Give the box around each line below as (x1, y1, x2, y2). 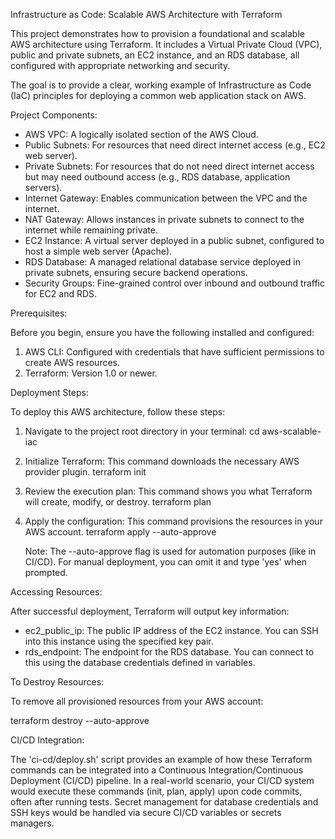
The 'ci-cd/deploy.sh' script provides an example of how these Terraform (10, 754, 313, 765)
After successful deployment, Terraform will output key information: (10, 605, 290, 617)
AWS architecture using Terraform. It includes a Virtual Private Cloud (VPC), (10, 39, 323, 50)
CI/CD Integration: (10, 734, 85, 746)
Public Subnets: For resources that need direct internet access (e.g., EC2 (24, 139, 326, 151)
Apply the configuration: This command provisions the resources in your (24, 515, 323, 527)
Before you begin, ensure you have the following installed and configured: (10, 327, 315, 338)
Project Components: (10, 109, 98, 121)
